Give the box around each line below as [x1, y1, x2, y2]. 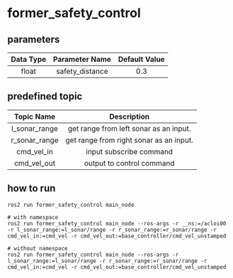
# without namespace [7, 245, 69, 252]
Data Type [11, 55, 47, 64]
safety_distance [56, 66, 108, 76]
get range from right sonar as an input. [65, 135, 193, 145]
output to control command [84, 158, 175, 168]
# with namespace [7, 213, 59, 221]
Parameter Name [52, 55, 112, 64]
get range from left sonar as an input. [67, 123, 191, 133]
